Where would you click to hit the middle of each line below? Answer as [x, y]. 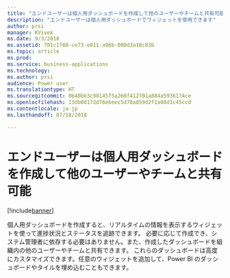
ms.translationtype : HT [41, 89]
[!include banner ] [30, 210]
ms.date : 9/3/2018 [33, 39]
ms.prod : [20, 58]
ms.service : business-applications [58, 64]
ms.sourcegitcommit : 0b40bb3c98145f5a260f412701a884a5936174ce [99, 96]
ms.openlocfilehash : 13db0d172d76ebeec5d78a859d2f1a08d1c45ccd [99, 102]
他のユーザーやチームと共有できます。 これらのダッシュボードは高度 [121, 250]
